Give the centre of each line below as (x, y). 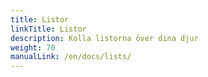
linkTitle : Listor (48, 29)
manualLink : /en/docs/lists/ (71, 57)
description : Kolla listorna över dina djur (104, 38)
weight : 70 (33, 47)
